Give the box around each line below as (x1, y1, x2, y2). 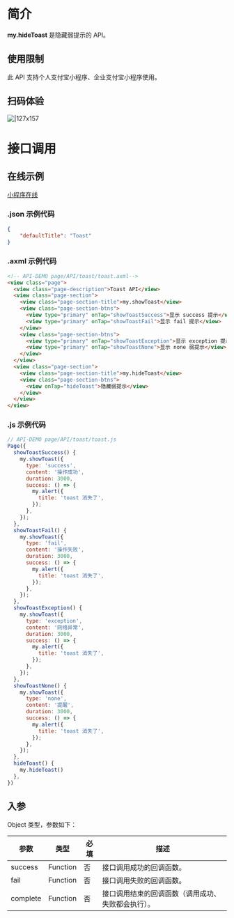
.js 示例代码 (7, 420, 47, 430)
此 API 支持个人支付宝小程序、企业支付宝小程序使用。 (7, 72, 162, 81)
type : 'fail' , (25, 540, 68, 547)
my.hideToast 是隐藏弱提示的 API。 (7, 31, 110, 39)
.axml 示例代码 (7, 256, 57, 266)
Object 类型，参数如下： (7, 820, 77, 829)
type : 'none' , (25, 695, 68, 702)
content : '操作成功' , (25, 468, 85, 476)
